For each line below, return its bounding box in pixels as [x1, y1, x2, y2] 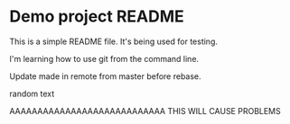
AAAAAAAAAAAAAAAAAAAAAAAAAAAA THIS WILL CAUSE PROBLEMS [9, 105, 282, 116]
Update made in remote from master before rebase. [9, 70, 201, 82]
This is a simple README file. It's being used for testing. [9, 36, 219, 47]
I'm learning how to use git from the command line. [9, 53, 200, 64]
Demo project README [9, 6, 185, 27]
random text [9, 88, 55, 99]
